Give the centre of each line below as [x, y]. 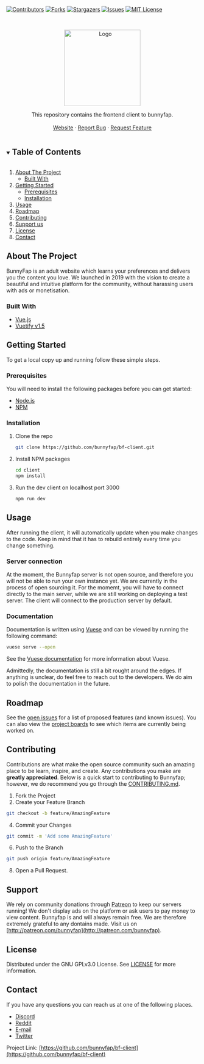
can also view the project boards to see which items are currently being [96, 724]
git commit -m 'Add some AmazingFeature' [60, 836]
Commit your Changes [43, 825]
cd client [28, 470]
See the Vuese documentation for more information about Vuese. [88, 659]
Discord [25, 1016]
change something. [30, 545]
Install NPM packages [42, 459]
